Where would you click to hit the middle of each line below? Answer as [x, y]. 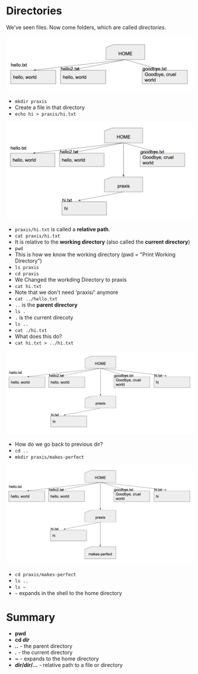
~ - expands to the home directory [57, 659]
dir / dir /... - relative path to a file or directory [69, 665]
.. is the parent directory [46, 305]
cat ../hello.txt [36, 299]
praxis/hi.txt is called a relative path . [63, 229]
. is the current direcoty [44, 318]
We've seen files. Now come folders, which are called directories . [86, 27]
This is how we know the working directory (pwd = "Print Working [95, 255]
